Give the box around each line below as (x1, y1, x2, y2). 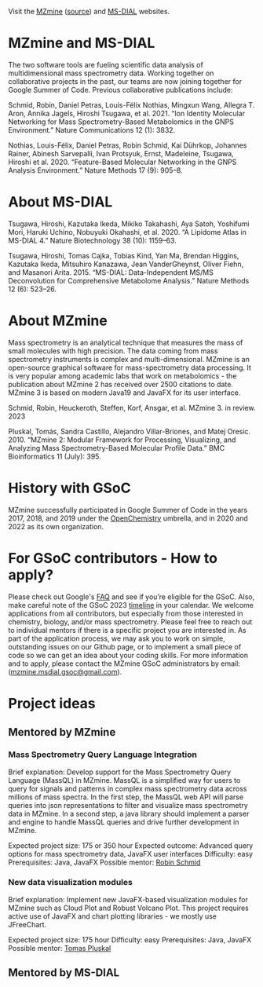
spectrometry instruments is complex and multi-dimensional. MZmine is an (8, 354, 250, 364)
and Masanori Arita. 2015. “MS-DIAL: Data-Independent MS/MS (8, 267, 214, 277)
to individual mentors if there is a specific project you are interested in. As (8, 625, 247, 634)
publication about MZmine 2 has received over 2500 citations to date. (8, 379, 234, 389)
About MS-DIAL (8, 193, 113, 211)
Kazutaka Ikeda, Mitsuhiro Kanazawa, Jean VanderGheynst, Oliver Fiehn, (8, 259, 244, 269)
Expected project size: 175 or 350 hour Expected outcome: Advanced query (8, 840, 254, 850)
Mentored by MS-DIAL (8, 966, 120, 980)
